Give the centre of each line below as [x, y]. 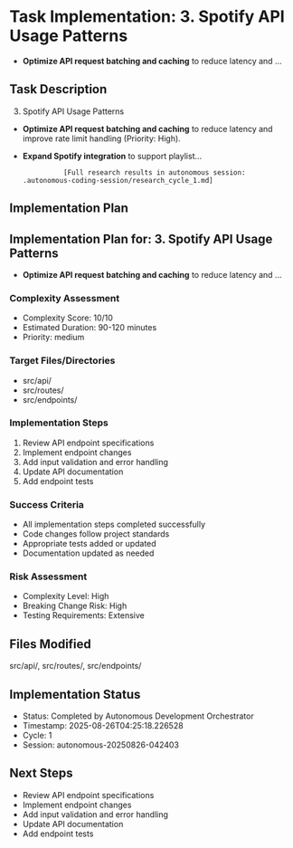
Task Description [58, 89]
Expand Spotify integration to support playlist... [112, 156]
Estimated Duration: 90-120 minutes [90, 328]
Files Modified [51, 644]
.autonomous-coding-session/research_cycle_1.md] [118, 180]
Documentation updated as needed [88, 553]
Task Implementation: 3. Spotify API [147, 17]
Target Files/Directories [62, 361]
